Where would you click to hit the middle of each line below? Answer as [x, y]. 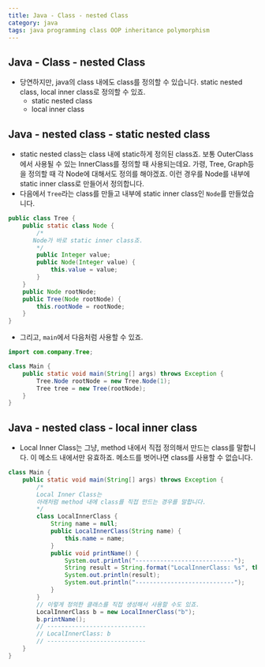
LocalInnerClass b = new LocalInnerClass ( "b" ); [116, 612]
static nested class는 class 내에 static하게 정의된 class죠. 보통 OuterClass [136, 154]
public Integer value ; [74, 255]
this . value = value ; [84, 270]
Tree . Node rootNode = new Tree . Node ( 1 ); [104, 381]
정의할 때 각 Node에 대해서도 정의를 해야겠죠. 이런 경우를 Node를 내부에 [139, 174]
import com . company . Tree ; [50, 352]
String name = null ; [84, 524]
